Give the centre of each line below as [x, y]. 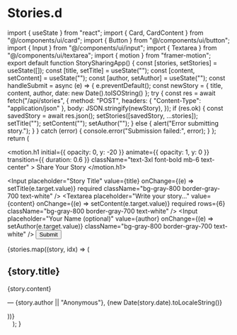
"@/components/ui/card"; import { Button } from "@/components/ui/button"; [118, 40]
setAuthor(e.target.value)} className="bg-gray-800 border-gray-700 [110, 226]
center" [18, 167]
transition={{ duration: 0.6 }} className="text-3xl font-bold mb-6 [103, 159]
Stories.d [35, 13]
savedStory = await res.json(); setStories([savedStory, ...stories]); [103, 116]
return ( [18, 138]
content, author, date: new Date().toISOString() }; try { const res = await [111, 93]
